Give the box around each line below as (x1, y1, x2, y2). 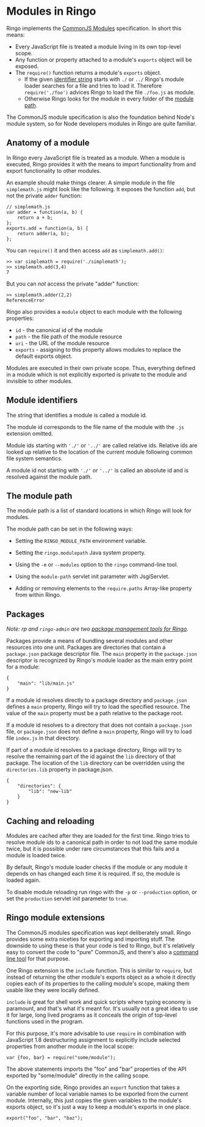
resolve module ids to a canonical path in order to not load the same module (6, 838, 198, 846)
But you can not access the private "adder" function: (6, 280, 139, 287)
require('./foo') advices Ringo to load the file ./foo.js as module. (24, 88, 195, 96)
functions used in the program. (6, 1017, 84, 1025)
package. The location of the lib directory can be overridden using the (6, 759, 185, 767)
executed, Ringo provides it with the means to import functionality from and (6, 161, 196, 168)
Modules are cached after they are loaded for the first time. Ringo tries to (6, 832, 190, 839)
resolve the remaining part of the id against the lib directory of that (6, 753, 176, 761)
